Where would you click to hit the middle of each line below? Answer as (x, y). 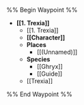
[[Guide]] (50, 74)
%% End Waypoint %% (39, 94)
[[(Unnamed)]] (57, 52)
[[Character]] (46, 37)
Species (38, 59)
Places (37, 45)
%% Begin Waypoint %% (42, 10)
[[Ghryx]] (50, 66)
